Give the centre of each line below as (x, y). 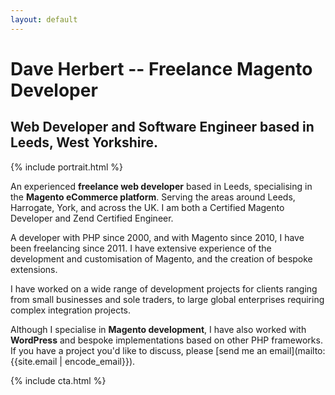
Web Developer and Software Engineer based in (162, 127)
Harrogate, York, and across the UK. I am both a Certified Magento (147, 207)
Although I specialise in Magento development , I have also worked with (158, 329)
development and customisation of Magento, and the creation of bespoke (161, 258)
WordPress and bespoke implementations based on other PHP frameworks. (166, 340)
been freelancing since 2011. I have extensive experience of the (141, 248)
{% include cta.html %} (58, 380)
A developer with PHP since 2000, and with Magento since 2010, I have (157, 237)
